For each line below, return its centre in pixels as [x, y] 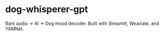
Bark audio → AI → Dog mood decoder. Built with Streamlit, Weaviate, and [82, 23]
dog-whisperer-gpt [47, 9]
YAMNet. [15, 28]
